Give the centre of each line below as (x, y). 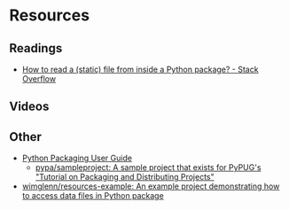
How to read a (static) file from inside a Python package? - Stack (140, 69)
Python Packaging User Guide (77, 158)
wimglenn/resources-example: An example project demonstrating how (151, 186)
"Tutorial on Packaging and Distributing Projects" (125, 177)
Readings (36, 48)
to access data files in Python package (93, 196)
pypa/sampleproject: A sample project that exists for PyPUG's (148, 167)
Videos (29, 107)
